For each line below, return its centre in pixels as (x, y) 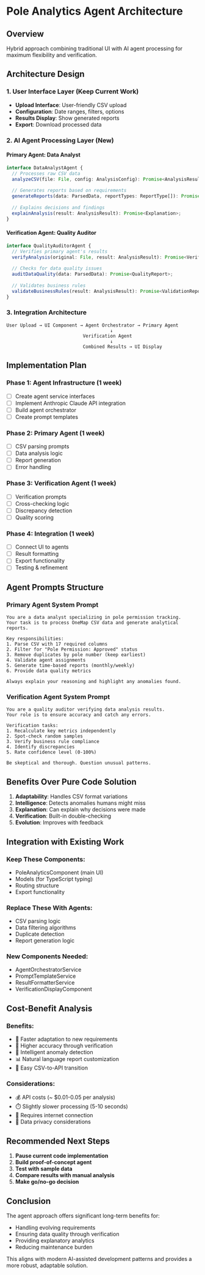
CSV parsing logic (38, 921)
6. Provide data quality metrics (49, 671)
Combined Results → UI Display (123, 347)
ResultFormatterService (45, 983)
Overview (25, 34)
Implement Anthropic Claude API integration (70, 403)
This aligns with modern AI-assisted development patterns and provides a (99, 1259)
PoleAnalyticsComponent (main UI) (59, 872)
